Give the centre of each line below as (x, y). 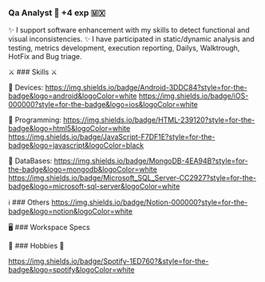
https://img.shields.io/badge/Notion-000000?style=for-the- (150, 202)
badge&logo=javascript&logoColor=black (76, 145)
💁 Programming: (35, 120)
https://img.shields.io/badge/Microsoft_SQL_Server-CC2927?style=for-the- (132, 178)
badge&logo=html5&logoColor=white (69, 129)
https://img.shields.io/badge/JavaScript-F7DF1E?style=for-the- (112, 137)
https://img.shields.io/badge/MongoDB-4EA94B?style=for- (151, 161)
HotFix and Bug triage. (45, 57)
